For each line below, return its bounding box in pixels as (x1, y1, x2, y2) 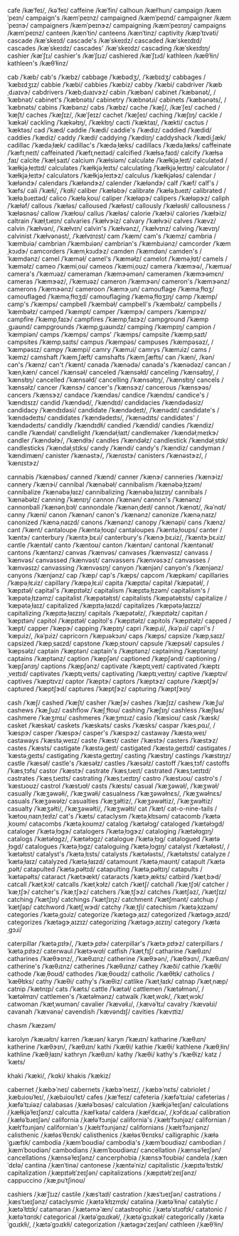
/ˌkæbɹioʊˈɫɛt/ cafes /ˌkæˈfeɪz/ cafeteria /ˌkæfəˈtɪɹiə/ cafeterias (46, 1093, 225, 1101)
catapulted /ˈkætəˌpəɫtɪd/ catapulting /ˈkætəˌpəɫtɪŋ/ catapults (23, 865, 199, 873)
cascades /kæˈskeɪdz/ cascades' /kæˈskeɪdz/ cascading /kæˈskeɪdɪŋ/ (7, 44, 211, 52)
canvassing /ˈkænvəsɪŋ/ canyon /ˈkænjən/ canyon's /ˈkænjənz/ (41, 564, 224, 572)
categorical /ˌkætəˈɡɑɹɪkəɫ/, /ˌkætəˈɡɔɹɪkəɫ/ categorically (43, 1212, 205, 1221)
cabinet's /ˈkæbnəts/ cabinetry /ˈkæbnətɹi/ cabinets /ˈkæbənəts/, (34, 95, 223, 104)
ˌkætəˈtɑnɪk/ (7, 1212, 43, 1221)
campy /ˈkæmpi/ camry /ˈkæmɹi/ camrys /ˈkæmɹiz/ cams (43, 346, 208, 353)
